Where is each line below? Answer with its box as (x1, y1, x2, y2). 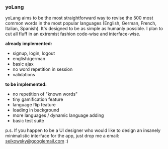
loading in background (12, 107, 59, 113)
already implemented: (5, 41, 52, 47)
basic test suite (12, 118, 44, 124)
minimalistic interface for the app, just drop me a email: (5, 133, 119, 139)
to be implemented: (5, 81, 47, 87)
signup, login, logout (12, 50, 55, 56)
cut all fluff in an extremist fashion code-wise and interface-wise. (5, 31, 141, 37)
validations (12, 72, 35, 78)
